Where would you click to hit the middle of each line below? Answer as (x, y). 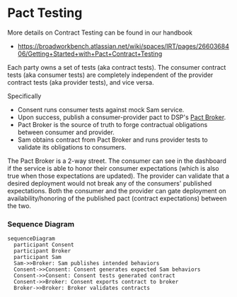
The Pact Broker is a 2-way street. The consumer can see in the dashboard (117, 161)
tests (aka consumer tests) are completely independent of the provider (110, 75)
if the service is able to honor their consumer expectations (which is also (113, 168)
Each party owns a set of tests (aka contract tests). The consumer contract (117, 67)
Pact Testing (45, 13)
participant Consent (44, 245)
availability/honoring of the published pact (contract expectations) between (117, 198)
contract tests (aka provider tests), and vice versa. (81, 82)
